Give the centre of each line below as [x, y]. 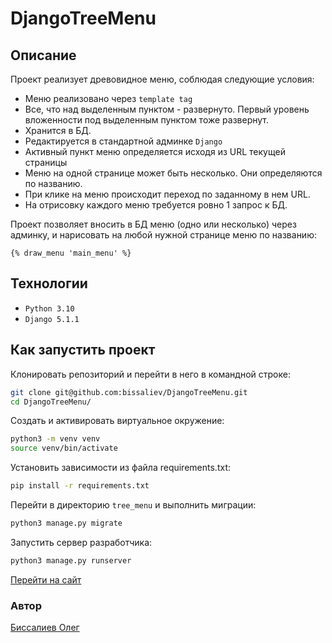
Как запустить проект [83, 350]
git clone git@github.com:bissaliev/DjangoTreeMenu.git [129, 392]
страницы [46, 162]
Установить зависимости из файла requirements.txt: [120, 468]
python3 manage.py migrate [66, 523]
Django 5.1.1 [52, 319]
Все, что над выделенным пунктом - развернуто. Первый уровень [167, 109]
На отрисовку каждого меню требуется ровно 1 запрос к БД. [156, 205]
